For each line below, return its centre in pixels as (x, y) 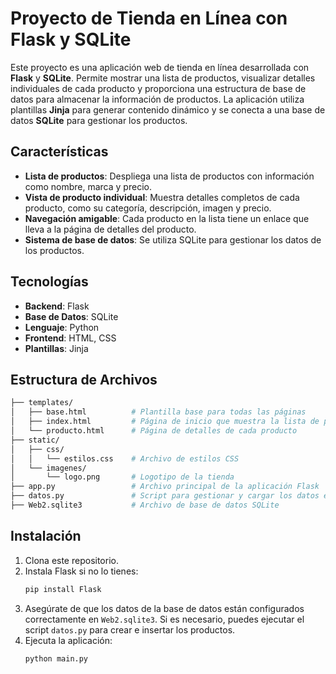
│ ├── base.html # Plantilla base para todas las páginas (158, 412)
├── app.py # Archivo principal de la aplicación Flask (165, 487)
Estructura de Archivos (84, 379)
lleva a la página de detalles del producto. (110, 229)
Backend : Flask (57, 306)
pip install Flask (63, 589)
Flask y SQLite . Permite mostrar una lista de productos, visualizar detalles (163, 78)
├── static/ (35, 440)
